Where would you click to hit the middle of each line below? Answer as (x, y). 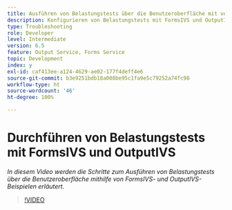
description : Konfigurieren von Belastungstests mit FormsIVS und (105, 20)
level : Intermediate (37, 40)
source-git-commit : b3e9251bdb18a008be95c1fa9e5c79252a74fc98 (98, 78)
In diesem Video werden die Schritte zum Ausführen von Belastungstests (111, 171)
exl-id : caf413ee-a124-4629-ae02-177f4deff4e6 (75, 71)
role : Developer (30, 33)
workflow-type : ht (33, 85)
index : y (20, 65)
